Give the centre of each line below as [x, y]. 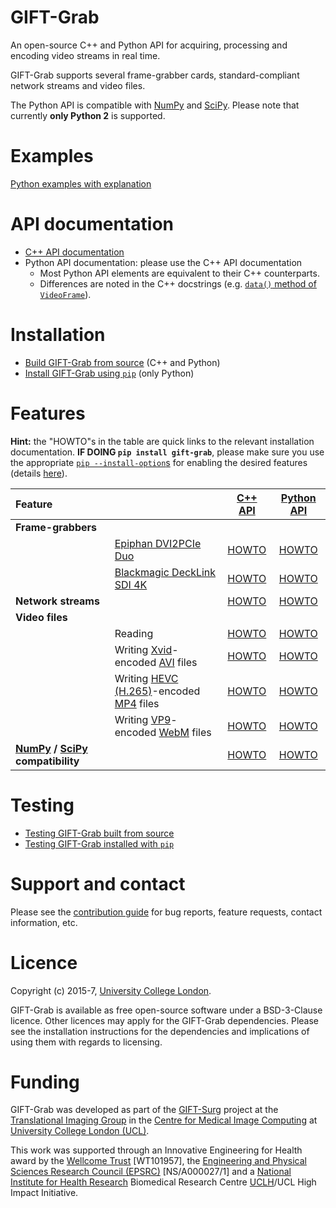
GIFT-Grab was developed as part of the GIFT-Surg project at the [144, 1110]
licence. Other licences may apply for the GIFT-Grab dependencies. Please [165, 1020]
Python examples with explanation [81, 183]
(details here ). [39, 473]
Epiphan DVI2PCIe [158, 543]
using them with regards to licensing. [86, 1042]
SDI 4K [131, 584]
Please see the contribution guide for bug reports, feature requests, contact [166, 912]
